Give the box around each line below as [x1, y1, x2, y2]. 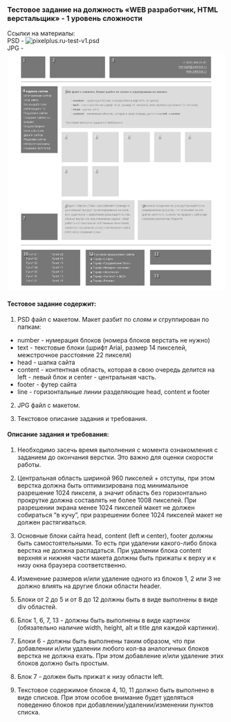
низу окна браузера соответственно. [17, 560, 127, 569]
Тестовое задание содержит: [7, 300, 97, 308]
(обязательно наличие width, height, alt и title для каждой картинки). [17, 623, 220, 632]
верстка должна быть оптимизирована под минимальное [17, 481, 189, 490]
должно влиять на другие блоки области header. [17, 581, 162, 590]
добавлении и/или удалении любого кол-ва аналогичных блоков [17, 644, 210, 653]
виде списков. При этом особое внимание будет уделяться [17, 693, 194, 701]
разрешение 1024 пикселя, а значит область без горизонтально [17, 488, 207, 497]
